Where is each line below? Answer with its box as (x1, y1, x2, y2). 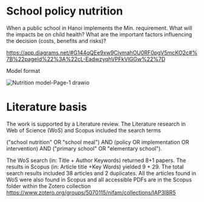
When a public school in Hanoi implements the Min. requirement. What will (6, 24, 192, 32)
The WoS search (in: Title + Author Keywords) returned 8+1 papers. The (6, 157, 186, 164)
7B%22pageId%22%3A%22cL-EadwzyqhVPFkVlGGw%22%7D (6, 55, 166, 62)
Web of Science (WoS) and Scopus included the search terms (6, 126, 161, 134)
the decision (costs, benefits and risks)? (6, 37, 106, 44)
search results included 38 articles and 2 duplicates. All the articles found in (6, 169, 196, 177)
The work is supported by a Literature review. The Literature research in (6, 120, 186, 127)
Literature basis (6, 100, 87, 114)
